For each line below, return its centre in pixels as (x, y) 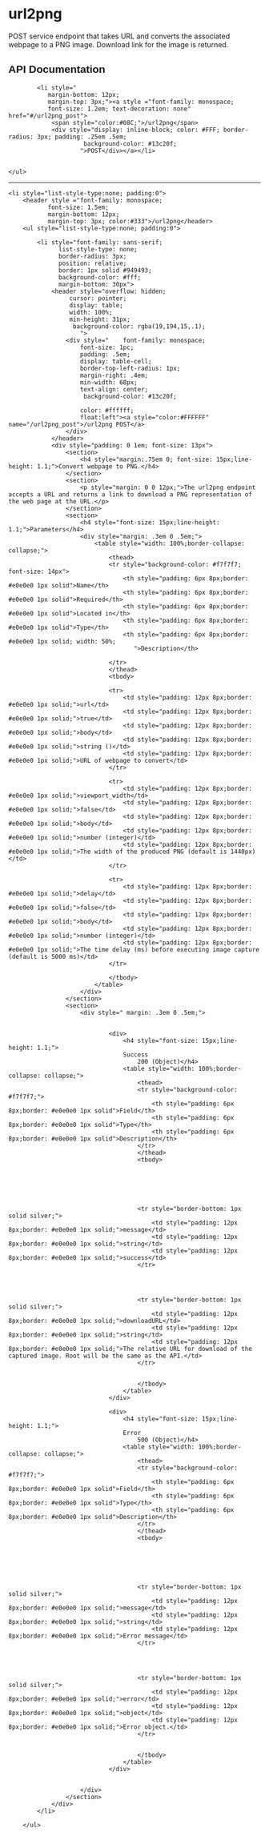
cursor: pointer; (98, 298)
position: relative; (93, 263)
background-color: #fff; (100, 277)
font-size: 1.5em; (78, 207)
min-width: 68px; (108, 382)
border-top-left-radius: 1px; (130, 368)
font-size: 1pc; (107, 347)
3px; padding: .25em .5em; (82, 137)
